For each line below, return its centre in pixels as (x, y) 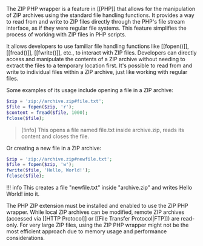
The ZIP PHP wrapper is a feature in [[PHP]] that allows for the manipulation (101, 9)
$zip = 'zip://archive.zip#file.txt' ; (55, 101)
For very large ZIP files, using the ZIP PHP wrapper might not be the (104, 225)
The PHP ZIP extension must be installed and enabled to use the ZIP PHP (98, 206)
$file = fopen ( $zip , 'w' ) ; (40, 165)
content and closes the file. (55, 136)
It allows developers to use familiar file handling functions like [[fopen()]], (98, 46)
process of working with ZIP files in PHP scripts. (66, 35)
